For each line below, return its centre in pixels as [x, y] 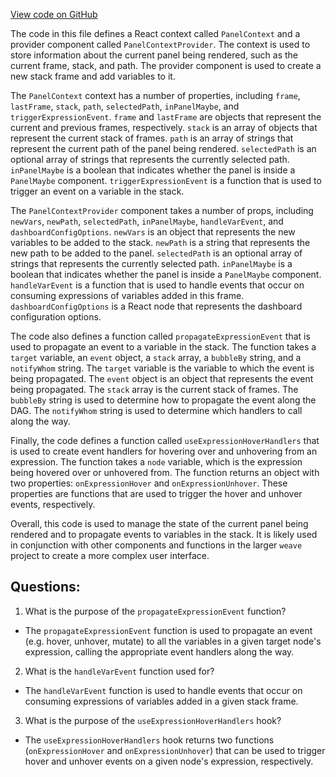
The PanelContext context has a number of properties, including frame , [155, 95]
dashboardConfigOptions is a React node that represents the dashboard [156, 306]
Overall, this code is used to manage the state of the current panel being [159, 523]
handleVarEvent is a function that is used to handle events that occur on [157, 285]
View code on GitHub [54, 14]
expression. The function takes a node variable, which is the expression [156, 462]
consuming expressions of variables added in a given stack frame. [161, 701]
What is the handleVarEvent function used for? [119, 671]
